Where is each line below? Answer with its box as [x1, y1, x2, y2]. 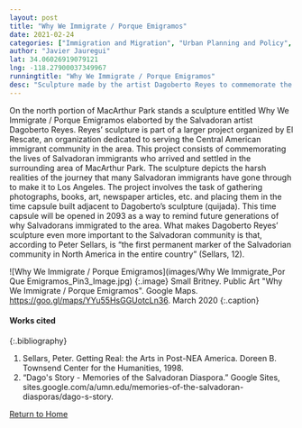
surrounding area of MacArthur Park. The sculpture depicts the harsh [9, 162, 267, 173]
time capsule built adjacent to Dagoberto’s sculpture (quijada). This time [9, 200, 277, 212]
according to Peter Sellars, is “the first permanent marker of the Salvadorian [9, 239, 291, 250]
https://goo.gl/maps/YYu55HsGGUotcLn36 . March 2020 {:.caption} [9, 295, 260, 305]
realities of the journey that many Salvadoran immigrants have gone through [9, 172, 292, 183]
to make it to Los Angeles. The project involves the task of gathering [9, 181, 263, 192]
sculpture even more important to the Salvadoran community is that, [9, 229, 263, 240]
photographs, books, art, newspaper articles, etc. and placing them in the [9, 191, 282, 202]
